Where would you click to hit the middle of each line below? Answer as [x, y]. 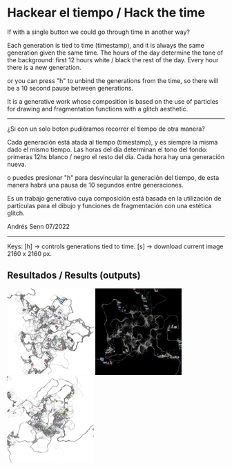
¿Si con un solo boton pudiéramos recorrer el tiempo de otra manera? [106, 129]
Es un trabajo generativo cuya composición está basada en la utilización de [114, 198]
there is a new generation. [44, 67]
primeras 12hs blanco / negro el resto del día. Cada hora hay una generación [116, 156]
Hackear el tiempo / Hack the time [106, 13]
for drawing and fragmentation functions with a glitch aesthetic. [98, 109]
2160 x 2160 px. [29, 253]
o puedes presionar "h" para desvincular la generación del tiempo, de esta [113, 177]
